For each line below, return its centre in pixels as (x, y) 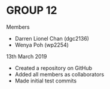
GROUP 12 (32, 10)
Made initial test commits (45, 81)
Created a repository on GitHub (54, 68)
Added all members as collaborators (59, 74)
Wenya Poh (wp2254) (42, 45)
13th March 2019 (27, 56)
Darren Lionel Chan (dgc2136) (52, 38)
